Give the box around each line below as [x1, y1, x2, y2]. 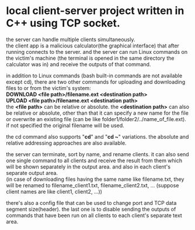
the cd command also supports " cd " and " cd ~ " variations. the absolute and [6, 133, 189, 140]
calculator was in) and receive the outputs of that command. [6, 60, 151, 68]
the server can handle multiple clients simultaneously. [6, 36, 135, 43]
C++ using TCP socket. [6, 16, 121, 30]
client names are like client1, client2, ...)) [6, 188, 102, 195]
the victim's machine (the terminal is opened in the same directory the [6, 54, 175, 61]
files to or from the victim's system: [6, 84, 92, 91]
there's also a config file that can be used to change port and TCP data [6, 199, 177, 206]
